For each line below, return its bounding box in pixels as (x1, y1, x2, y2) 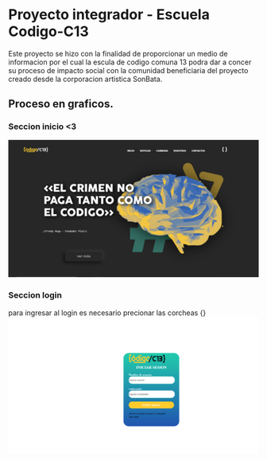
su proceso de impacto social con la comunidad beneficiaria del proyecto (8, 65, 249, 75)
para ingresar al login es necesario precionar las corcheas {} (8, 308, 207, 318)
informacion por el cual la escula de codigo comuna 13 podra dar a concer (8, 57, 252, 67)
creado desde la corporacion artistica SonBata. (8, 74, 163, 84)
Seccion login (8, 290, 62, 301)
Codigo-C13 (8, 22, 89, 41)
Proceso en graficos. (8, 97, 114, 111)
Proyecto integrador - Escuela (8, 6, 211, 24)
